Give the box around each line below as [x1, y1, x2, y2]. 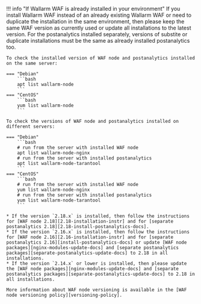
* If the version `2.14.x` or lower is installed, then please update [6, 261, 187, 267]
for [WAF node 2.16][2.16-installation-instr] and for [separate [6, 234, 173, 240]
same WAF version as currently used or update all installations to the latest [6, 24, 191, 31]
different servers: [6, 123, 55, 129]
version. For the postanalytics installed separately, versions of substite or [6, 31, 188, 38]
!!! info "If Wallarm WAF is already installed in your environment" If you [6, 5, 181, 12]
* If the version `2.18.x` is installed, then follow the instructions [6, 213, 190, 219]
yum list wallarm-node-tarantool [17, 197, 101, 203]
